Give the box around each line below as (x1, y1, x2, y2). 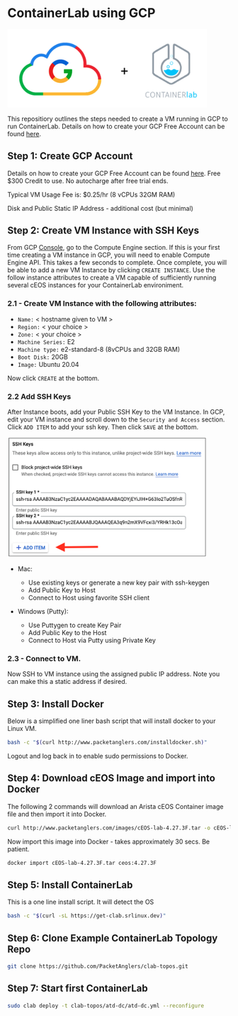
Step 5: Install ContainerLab (7, 878, 133, 891)
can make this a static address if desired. (7, 678, 127, 686)
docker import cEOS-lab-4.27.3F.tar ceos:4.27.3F (7, 859, 157, 866)
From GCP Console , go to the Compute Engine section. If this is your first (7, 243, 220, 252)
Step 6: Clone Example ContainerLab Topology (7, 932, 218, 944)
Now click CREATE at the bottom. (7, 374, 100, 382)
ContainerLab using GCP (7, 5, 156, 21)
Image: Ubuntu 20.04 (17, 360, 79, 368)
